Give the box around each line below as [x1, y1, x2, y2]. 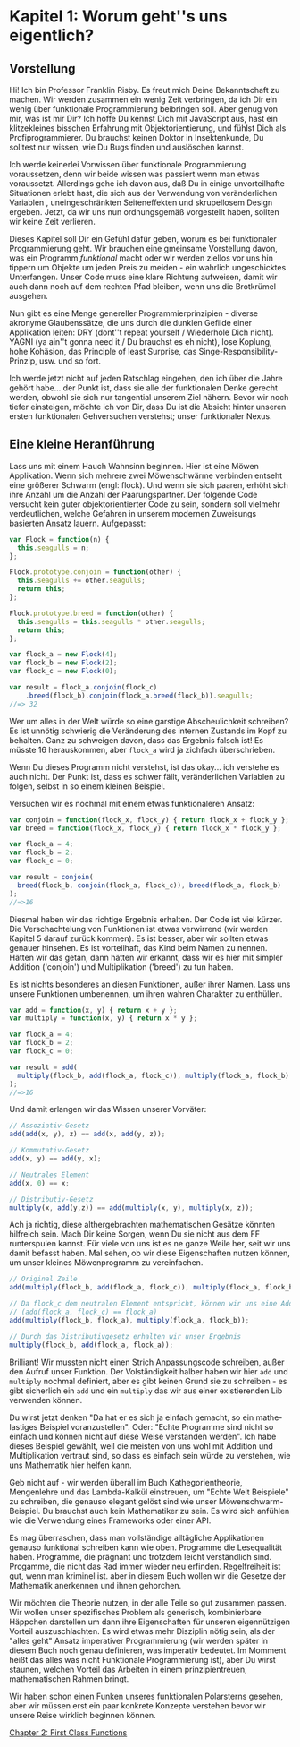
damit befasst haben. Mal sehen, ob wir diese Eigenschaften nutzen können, [9, 1247, 290, 1259]
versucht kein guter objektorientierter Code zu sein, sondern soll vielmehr [9, 499, 281, 510]
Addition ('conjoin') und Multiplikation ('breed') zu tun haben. [9, 961, 234, 972]
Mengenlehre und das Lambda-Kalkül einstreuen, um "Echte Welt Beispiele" [9, 1486, 289, 1497]
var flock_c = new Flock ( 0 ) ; [9, 667, 118, 676]
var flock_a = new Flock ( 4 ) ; [9, 650, 118, 659]
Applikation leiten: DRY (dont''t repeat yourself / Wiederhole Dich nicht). [9, 327, 274, 338]
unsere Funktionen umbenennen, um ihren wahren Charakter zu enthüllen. [9, 988, 283, 999]
